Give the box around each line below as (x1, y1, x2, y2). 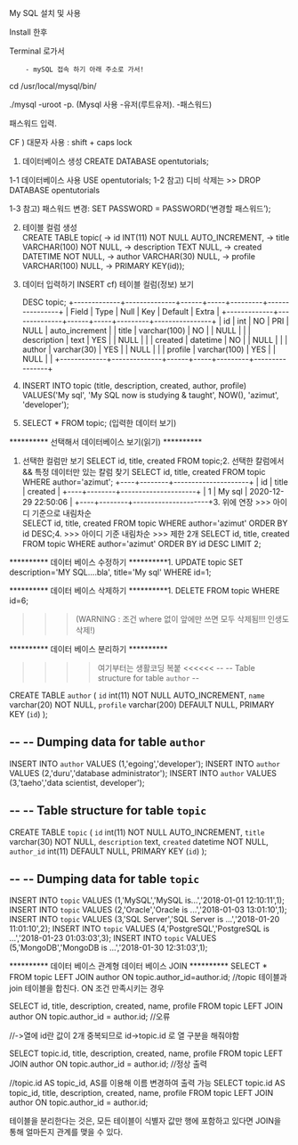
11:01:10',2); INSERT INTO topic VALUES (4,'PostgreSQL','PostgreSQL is (9, 923, 270, 934)
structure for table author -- (97, 673, 200, 683)
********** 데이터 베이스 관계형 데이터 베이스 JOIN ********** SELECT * (9, 961, 268, 971)
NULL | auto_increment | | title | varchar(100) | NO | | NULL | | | (21, 325, 252, 336)
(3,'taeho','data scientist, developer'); (9, 777, 145, 788)
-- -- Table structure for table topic (9, 803, 207, 818)
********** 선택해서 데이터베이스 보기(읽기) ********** (9, 437, 203, 447)
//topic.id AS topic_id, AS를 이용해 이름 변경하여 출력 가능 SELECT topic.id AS (9, 1077, 286, 1089)
